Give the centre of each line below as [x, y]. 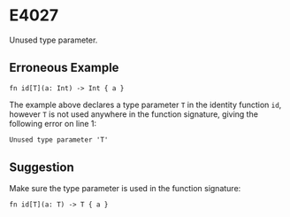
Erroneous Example [64, 68]
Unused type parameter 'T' [59, 139]
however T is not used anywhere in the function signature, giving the [134, 114]
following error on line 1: [53, 123]
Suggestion [42, 168]
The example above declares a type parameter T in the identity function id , [145, 105]
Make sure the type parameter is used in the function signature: [125, 189]
